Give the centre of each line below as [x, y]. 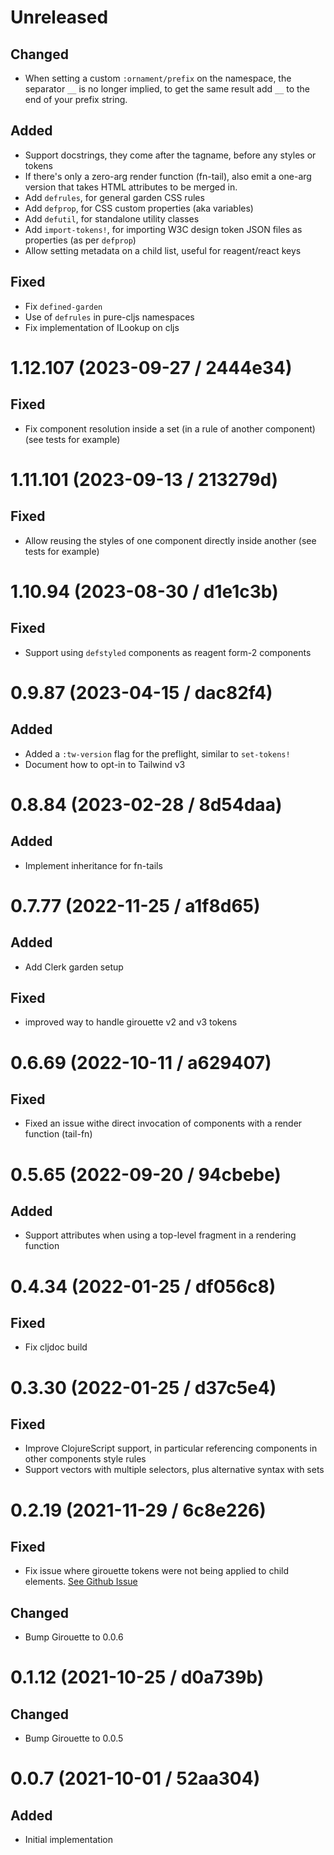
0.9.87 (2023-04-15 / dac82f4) [141, 692]
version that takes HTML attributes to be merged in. [131, 187]
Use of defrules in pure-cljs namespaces [109, 317]
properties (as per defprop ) [80, 240]
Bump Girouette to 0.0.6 [74, 1637]
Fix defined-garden [63, 306]
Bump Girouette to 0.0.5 [74, 1738]
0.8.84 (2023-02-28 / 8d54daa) [146, 804]
